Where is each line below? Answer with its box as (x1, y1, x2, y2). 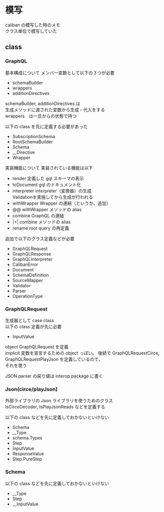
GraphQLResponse (12, 251, 51, 256)
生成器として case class (5, 317, 55, 323)
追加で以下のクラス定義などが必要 (5, 236, 75, 242)
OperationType (12, 293, 43, 299)
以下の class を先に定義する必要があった (5, 123, 88, 129)
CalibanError (12, 261, 39, 267)
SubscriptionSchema (12, 133, 55, 139)
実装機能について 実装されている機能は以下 (5, 165, 93, 171)
